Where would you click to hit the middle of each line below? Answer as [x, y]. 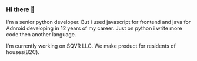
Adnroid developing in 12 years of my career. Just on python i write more [94, 28]
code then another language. [41, 35]
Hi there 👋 [21, 9]
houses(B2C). [23, 52]
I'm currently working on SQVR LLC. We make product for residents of [91, 46]
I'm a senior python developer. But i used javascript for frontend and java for [98, 22]
